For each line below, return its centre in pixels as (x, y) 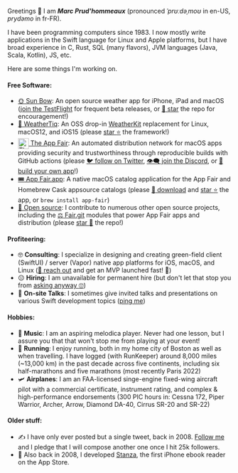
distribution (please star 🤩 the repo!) (71, 223)
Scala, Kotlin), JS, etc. (39, 55)
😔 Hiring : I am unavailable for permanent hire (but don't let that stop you (124, 278)
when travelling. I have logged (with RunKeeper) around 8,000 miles (117, 356)
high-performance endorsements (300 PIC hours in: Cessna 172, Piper (121, 397)
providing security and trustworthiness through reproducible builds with (123, 153)
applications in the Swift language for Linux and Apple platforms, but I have (117, 40)
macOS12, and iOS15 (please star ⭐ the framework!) (93, 132)
